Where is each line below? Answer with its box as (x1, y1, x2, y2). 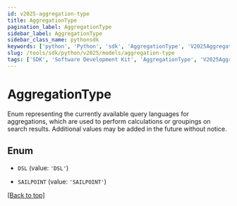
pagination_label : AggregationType (7, 23, 112, 30)
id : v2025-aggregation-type (7, 10, 90, 18)
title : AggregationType (7, 17, 78, 24)
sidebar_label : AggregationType (7, 30, 102, 37)
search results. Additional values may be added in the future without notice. (7, 124, 227, 133)
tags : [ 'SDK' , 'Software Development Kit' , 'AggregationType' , (7, 56, 197, 63)
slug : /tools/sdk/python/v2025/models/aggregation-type (7, 50, 175, 57)
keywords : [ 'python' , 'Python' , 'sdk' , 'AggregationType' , (7, 43, 185, 50)
